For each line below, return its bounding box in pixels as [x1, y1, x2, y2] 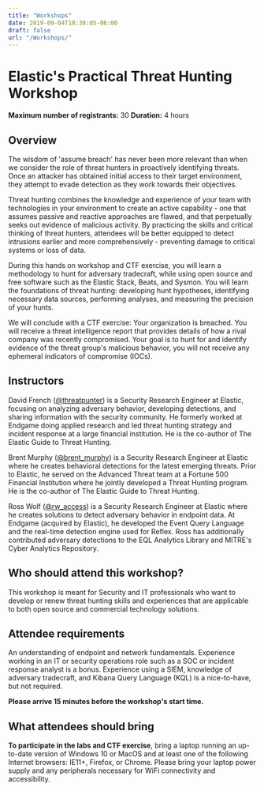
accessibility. [8, 774, 51, 784]
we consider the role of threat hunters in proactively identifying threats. [8, 163, 240, 172]
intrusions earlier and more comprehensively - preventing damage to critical [8, 237, 255, 246]
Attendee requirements [8, 627, 125, 641]
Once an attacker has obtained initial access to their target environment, [8, 171, 243, 180]
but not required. [8, 681, 63, 691]
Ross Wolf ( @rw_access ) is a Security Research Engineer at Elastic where [8, 501, 248, 510]
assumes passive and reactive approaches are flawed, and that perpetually [8, 212, 252, 221]
